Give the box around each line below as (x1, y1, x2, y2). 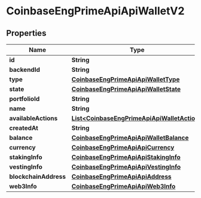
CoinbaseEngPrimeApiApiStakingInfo (71, 153, 181, 161)
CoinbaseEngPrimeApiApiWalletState (71, 85, 181, 93)
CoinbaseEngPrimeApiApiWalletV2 (6, 4, 185, 18)
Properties (6, 28, 47, 38)
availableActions (9, 114, 58, 122)
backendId (9, 66, 41, 74)
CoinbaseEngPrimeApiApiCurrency (71, 144, 175, 151)
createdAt (9, 124, 39, 132)
